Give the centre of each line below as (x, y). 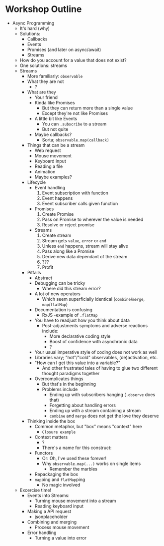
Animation (45, 171)
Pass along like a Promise (68, 251)
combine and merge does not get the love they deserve (104, 416)
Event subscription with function (75, 193)
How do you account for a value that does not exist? (73, 60)
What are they (41, 92)
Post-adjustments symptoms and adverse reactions (95, 325)
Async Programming (33, 23)
